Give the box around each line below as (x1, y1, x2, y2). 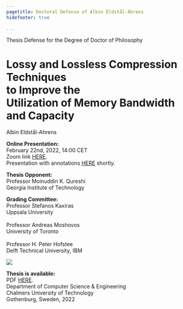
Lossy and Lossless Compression (6, 57, 178, 71)
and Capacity (6, 109, 75, 123)
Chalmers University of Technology (6, 289, 95, 296)
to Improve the (6, 83, 81, 97)
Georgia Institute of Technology (6, 184, 85, 191)
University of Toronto (6, 228, 59, 235)
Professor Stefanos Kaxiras (6, 202, 74, 209)
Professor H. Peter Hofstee (6, 241, 73, 248)
